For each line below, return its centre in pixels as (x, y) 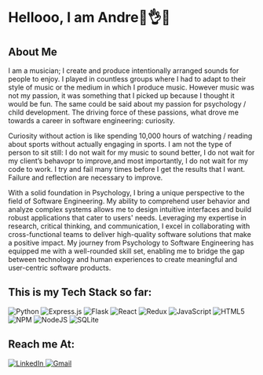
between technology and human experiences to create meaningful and (123, 259)
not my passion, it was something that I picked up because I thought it (122, 96)
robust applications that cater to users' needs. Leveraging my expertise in (128, 218)
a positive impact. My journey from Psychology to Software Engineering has (131, 243)
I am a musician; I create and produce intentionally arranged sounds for (124, 71)
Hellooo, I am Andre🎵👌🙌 (89, 18)
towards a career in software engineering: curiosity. (91, 120)
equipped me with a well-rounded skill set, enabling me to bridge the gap (126, 251)
